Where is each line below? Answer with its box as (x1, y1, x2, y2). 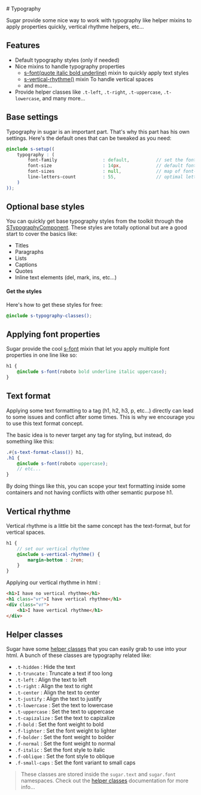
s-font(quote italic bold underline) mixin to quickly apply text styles (23, 69, 189, 76)
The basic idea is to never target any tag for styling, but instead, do (6, 431, 172, 438)
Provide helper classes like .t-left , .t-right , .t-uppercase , (14, 88, 163, 95)
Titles (14, 242, 29, 249)
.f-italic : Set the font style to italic (14, 746, 105, 754)
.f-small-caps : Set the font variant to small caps (14, 759, 136, 766)
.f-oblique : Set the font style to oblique (14, 753, 115, 760)
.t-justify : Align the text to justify (14, 695, 102, 703)
